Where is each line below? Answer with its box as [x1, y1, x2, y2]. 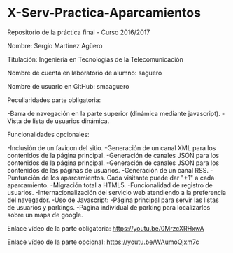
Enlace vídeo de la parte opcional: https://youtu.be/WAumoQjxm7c [7, 238, 199, 246]
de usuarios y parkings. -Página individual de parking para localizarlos [7, 203, 211, 211]
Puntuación [7, 173, 41, 182]
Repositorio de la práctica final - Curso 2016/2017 [7, 28, 150, 36]
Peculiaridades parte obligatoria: [7, 96, 101, 104]
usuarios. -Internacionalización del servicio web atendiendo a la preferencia [7, 188, 226, 196]
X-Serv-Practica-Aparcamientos [7, 5, 202, 21]
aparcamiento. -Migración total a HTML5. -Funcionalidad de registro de [7, 180, 213, 189]
